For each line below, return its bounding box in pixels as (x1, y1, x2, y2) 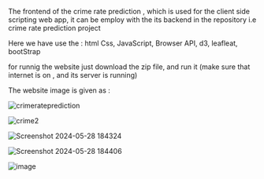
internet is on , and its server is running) (8, 71, 138, 79)
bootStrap (8, 47, 41, 56)
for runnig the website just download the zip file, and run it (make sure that (8, 62, 251, 71)
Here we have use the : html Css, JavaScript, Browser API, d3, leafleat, (8, 38, 238, 48)
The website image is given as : (8, 86, 110, 95)
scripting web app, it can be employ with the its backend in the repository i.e (8, 15, 257, 24)
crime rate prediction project (8, 24, 101, 32)
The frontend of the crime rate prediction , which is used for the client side (8, 7, 251, 16)
